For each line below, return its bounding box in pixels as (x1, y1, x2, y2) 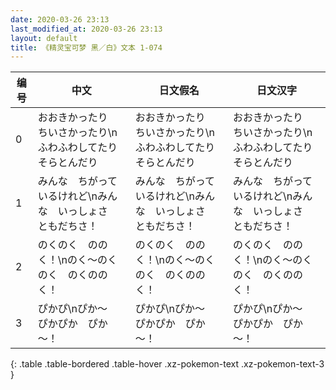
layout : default (10, 33, 78, 43)
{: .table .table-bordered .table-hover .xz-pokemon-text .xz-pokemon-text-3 (10, 358, 325, 370)
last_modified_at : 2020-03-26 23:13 (10, 24, 163, 34)
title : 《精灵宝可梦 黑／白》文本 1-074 (10, 42, 163, 53)
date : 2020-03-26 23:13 (10, 14, 110, 25)
